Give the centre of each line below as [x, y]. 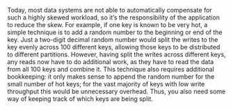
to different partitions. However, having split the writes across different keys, [116, 54]
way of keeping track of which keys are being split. [80, 99]
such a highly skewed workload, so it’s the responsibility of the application [114, 17]
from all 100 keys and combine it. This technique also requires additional [111, 69]
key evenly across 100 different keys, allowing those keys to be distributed [114, 47]
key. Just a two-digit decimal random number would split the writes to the [113, 40]
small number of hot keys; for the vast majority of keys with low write [106, 84]
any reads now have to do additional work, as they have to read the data [111, 62]
